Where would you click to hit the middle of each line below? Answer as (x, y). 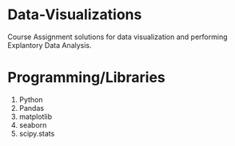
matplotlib (36, 116)
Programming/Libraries (86, 78)
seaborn (33, 124)
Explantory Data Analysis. (50, 45)
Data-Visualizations (75, 15)
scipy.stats (37, 133)
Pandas (32, 108)
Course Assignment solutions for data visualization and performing (118, 37)
